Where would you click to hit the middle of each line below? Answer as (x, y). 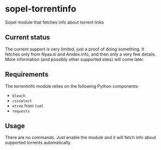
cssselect (22, 101)
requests (21, 111)
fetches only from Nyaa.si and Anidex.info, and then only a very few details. (80, 54)
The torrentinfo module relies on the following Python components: (72, 86)
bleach (19, 96)
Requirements (27, 75)
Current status (27, 37)
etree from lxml (28, 106)
